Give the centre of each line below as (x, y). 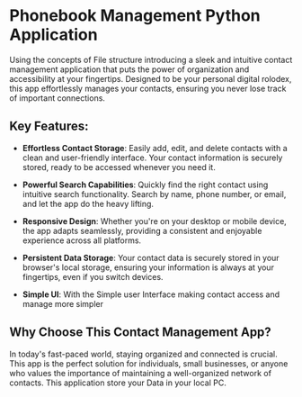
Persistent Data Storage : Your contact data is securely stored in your (151, 257)
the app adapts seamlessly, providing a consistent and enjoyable (142, 230)
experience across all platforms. (82, 240)
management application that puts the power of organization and (129, 69)
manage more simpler (62, 303)
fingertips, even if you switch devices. (93, 276)
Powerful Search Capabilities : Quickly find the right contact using (145, 185)
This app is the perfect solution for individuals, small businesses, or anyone (149, 363)
